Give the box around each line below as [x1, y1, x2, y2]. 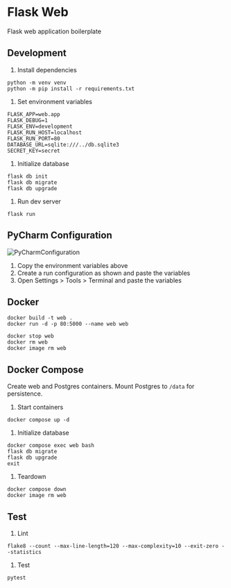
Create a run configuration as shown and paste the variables [17, 269, 191, 277]
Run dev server [17, 197, 61, 205]
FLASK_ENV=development [7, 123, 73, 130]
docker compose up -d [7, 417, 70, 423]
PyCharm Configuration [7, 230, 112, 242]
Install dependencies [17, 65, 78, 74]
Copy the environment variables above [17, 261, 128, 269]
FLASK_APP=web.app [7, 110, 60, 118]
